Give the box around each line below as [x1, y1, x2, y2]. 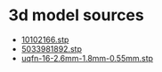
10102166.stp [20, 34, 69, 45]
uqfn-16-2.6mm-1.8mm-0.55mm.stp [20, 53, 153, 63]
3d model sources [8, 5, 144, 25]
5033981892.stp [20, 43, 82, 54]
